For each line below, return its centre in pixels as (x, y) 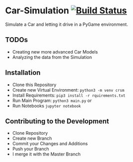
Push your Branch (31, 149)
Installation (23, 73)
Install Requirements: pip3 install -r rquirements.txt (69, 95)
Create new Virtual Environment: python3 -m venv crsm (68, 90)
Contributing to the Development (57, 121)
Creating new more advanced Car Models (55, 52)
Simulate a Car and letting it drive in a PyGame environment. (66, 24)
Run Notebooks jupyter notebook (46, 106)
